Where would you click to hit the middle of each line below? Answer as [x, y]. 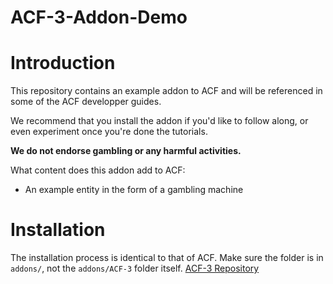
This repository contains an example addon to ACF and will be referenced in [166, 91]
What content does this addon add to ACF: [98, 170]
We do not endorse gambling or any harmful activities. [126, 151]
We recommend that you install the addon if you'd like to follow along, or [159, 121]
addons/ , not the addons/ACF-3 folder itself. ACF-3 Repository [135, 268]
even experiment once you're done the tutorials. [109, 132]
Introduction [63, 63]
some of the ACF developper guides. [86, 102]
